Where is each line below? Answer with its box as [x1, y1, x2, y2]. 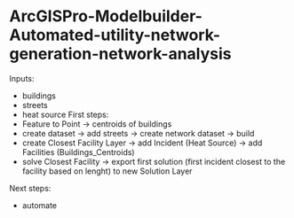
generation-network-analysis [9, 44, 233, 64]
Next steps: [9, 183, 52, 193]
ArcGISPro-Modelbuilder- [9, 6, 203, 27]
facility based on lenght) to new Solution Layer [21, 166, 193, 176]
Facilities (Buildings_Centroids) [21, 146, 135, 157]
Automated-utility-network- [9, 25, 220, 45]
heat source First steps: [21, 109, 109, 120]
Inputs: [9, 73, 35, 83]
